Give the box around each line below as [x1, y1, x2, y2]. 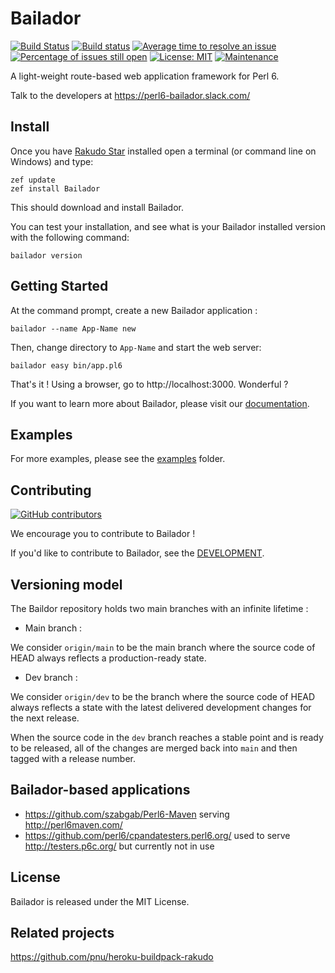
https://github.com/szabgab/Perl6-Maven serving [24, 808, 230, 820]
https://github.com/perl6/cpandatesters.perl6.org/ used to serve [24, 829, 291, 841]
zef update [10, 175, 56, 185]
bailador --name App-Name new [10, 323, 137, 334]
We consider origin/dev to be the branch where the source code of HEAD [10, 691, 316, 702]
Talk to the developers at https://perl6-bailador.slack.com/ [10, 89, 251, 101]
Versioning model [10, 576, 123, 593]
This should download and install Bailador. [10, 201, 184, 213]
